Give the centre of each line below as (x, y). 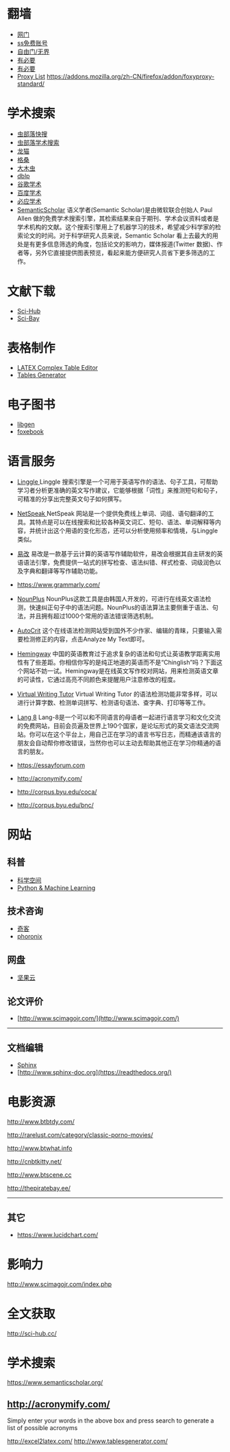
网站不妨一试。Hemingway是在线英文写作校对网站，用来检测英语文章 (121, 670)
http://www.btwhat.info (40, 1148)
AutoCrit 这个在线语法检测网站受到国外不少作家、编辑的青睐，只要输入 (117, 630)
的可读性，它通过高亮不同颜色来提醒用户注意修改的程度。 (98, 679)
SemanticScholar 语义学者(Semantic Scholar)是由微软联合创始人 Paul (115, 209)
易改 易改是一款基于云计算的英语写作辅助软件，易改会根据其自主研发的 (117, 554)
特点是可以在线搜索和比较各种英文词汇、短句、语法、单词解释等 (125, 522)
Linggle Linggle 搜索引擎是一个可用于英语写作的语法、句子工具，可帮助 (117, 482)
